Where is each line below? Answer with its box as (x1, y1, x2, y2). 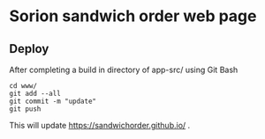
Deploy (9, 41, 49, 56)
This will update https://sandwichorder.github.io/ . (9, 121, 191, 130)
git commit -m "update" (9, 97, 97, 106)
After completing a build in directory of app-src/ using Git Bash (9, 64, 238, 75)
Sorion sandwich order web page (9, 6, 257, 26)
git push (9, 105, 42, 113)
